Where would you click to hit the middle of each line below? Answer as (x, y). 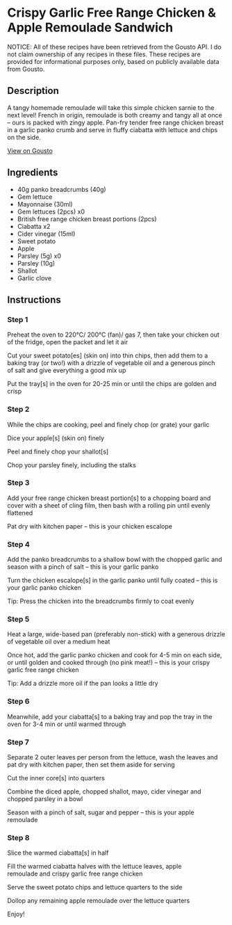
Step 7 (18, 742)
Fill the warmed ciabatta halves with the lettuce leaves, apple (94, 867)
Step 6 (18, 702)
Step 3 (18, 483)
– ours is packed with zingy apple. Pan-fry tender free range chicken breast (116, 122)
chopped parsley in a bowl (45, 799)
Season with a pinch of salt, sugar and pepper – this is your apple (101, 812)
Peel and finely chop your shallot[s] (58, 451)
